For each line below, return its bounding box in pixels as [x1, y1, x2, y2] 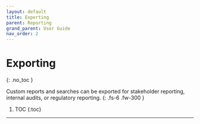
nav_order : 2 [6, 31, 39, 37]
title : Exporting [6, 14, 49, 20]
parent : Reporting [6, 20, 52, 26]
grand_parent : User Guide [6, 25, 70, 32]
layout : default [6, 8, 46, 15]
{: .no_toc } [6, 76, 33, 83]
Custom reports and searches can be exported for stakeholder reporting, [6, 88, 185, 95]
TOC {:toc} [14, 106, 42, 113]
